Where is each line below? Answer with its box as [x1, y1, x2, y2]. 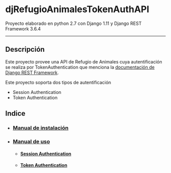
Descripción [5, 45, 45, 54]
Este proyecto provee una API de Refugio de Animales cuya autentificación [5, 58, 162, 64]
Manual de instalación [12, 124, 69, 131]
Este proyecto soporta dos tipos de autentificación [5, 79, 111, 85]
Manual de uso [12, 138, 50, 145]
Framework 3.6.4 [5, 25, 41, 31]
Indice [5, 109, 25, 118]
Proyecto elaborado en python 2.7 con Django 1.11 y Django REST [5, 20, 142, 26]
